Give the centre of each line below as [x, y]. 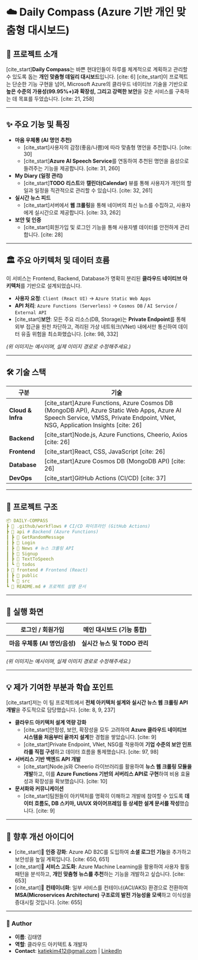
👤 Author [19, 923]
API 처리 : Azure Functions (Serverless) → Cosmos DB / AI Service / [96, 305]
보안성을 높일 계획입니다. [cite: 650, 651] [62, 859]
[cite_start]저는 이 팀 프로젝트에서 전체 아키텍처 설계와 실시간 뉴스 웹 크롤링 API [97, 703]
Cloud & [21, 411]
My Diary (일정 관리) [39, 176]
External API [31, 313]
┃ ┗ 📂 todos [21, 565]
